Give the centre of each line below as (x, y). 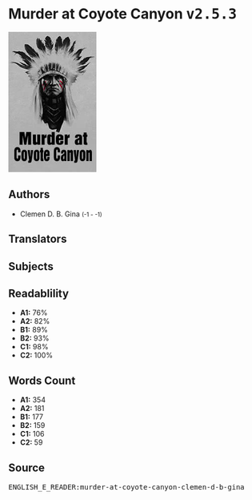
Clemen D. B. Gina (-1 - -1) (61, 214)
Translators (38, 239)
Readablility (39, 293)
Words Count (42, 380)
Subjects (31, 266)
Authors (29, 194)
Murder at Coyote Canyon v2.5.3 (123, 14)
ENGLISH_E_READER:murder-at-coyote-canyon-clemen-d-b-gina (127, 487)
